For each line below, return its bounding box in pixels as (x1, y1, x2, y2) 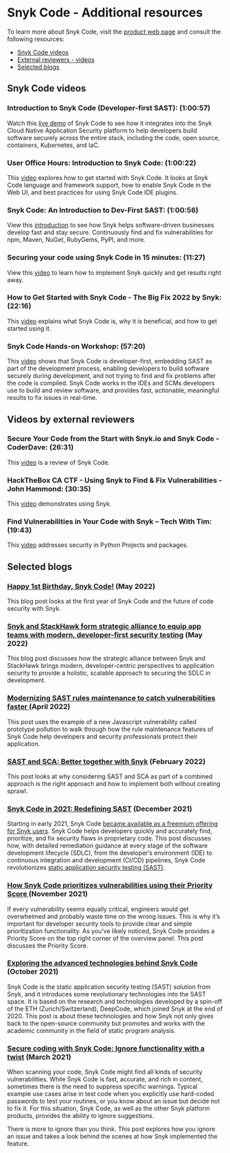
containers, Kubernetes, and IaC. (7, 141, 100, 149)
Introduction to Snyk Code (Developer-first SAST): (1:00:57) (7, 103, 211, 113)
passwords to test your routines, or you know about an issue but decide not (7, 1097, 220, 1106)
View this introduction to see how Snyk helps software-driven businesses (7, 221, 214, 230)
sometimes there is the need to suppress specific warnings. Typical (7, 1082, 198, 1090)
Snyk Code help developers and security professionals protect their (7, 732, 198, 740)
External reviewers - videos (16, 55, 94, 63)
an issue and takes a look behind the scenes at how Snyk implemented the (7, 1132, 218, 1141)
